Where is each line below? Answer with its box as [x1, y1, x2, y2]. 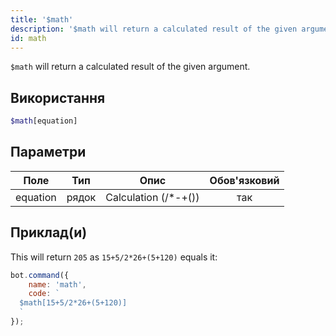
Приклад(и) [10, 224, 88, 241]
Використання [10, 89, 106, 106]
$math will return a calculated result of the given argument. [10, 61, 251, 73]
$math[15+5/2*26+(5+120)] [19, 298, 128, 308]
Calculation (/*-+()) [105, 190, 200, 204]
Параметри [10, 144, 87, 161]
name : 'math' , [28, 279, 87, 290]
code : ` [28, 289, 60, 299]
